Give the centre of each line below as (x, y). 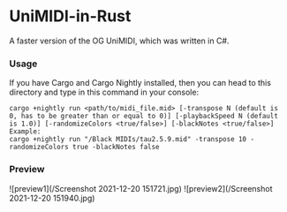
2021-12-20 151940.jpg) (52, 198)
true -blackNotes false (116, 148)
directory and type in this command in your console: (104, 92)
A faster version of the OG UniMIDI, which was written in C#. (119, 41)
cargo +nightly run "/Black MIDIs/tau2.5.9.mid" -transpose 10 (128, 140)
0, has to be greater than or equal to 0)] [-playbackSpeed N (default (143, 117)
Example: (25, 132)
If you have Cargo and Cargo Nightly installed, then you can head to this (140, 83)
